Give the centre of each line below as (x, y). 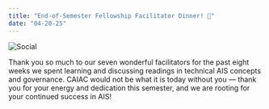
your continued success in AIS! (60, 96)
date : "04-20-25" (38, 23)
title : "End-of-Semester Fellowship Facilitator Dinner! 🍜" (112, 16)
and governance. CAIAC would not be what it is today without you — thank (132, 79)
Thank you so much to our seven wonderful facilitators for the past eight (129, 62)
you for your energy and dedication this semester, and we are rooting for (129, 88)
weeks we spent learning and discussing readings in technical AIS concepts (134, 70)
